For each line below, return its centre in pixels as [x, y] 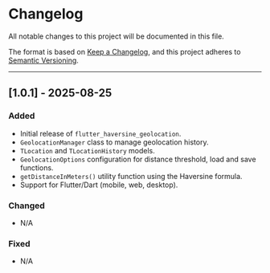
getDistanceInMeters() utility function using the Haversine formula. [131, 176]
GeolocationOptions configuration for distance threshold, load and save [138, 159]
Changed [27, 206]
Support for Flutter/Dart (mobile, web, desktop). [99, 185]
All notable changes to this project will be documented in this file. [117, 36]
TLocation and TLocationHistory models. [87, 150]
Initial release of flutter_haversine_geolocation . [100, 133]
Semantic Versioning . [43, 60]
